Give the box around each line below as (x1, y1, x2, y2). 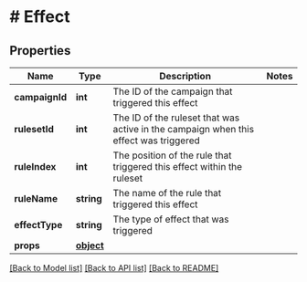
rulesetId (14, 123, 55, 135)
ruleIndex (14, 161, 57, 172)
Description (159, 70, 212, 82)
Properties (9, 43, 71, 58)
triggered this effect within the (112, 161, 243, 172)
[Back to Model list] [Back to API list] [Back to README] (9, 263, 219, 273)
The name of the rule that (112, 187, 222, 199)
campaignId (14, 91, 67, 103)
